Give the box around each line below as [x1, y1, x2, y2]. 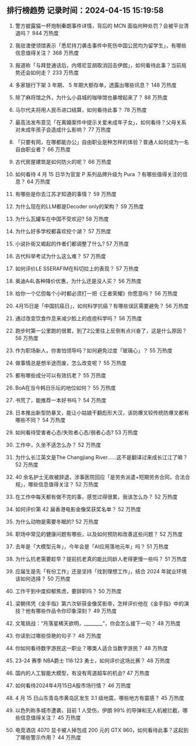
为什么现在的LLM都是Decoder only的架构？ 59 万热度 [15, 202, 144, 209]
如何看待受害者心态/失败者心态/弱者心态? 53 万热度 [15, 429, 138, 436]
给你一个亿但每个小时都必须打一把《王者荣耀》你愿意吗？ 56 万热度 [15, 290, 178, 297]
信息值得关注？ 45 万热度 [20, 714, 81, 721]
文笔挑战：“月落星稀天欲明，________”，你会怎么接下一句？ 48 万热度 [15, 620, 181, 627]
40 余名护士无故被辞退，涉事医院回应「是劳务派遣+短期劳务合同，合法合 [15, 473, 190, 480]
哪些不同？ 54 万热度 [15, 416, 66, 423]
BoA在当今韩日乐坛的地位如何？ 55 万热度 [15, 384, 116, 391]
